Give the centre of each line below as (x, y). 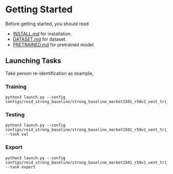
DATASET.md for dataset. (40, 39)
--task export (21, 167)
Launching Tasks (33, 61)
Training (16, 86)
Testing (15, 114)
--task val (17, 134)
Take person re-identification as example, (49, 73)
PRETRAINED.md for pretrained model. (54, 44)
